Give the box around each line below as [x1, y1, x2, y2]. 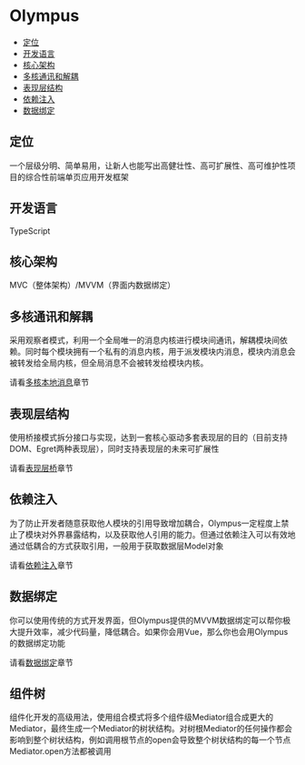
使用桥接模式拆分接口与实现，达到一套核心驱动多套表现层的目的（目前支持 [9, 432, 288, 442]
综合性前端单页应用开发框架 [25, 171, 129, 182]
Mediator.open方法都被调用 [9, 746, 112, 757]
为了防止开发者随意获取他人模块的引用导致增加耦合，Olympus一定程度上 [9, 518, 281, 528]
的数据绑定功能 [9, 638, 65, 649]
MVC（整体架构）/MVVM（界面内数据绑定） [9, 279, 175, 291]
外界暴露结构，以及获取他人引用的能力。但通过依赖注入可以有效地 [48, 528, 296, 539]
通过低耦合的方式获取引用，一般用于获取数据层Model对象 [9, 540, 224, 551]
